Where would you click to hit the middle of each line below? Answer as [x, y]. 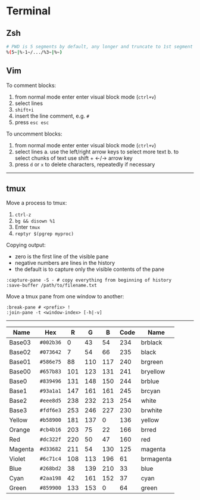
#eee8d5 [50, 401]
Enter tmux [27, 227]
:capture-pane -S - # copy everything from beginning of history [89, 280]
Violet [17, 459]
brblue [150, 381]
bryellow [153, 372]
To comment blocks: [31, 85]
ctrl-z [23, 215]
